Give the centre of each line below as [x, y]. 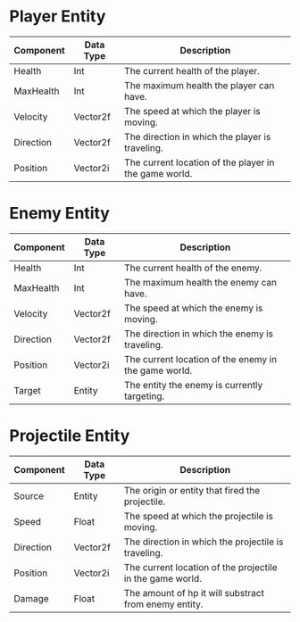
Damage [31, 598]
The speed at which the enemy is [193, 308]
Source [29, 495]
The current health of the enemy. [193, 268]
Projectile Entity [70, 436]
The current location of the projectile [200, 567]
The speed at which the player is [192, 111]
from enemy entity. [163, 604]
